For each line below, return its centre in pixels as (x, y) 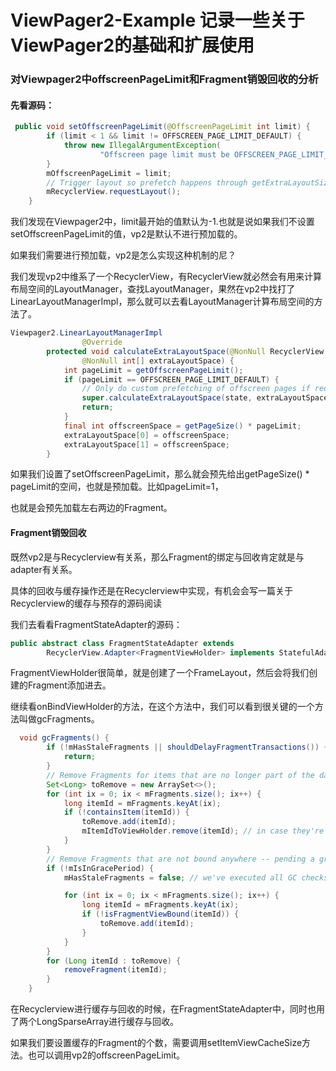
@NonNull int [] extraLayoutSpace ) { (158, 361)
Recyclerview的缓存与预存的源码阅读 (86, 603)
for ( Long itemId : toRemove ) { (114, 961)
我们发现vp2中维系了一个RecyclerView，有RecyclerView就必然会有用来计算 (166, 277)
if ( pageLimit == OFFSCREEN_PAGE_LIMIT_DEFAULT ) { (171, 379)
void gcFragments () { (64, 738)
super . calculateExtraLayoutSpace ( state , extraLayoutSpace (205, 398)
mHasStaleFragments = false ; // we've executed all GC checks (196, 877)
